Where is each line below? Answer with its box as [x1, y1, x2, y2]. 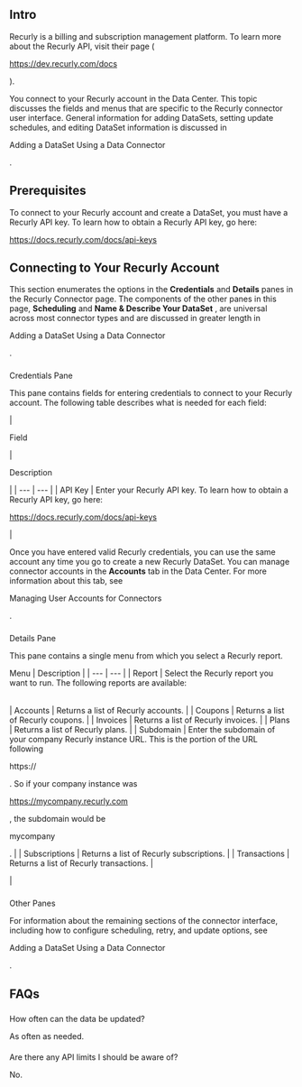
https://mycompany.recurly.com [9, 796, 129, 806]
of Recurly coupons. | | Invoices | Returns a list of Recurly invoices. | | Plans [9, 714, 290, 725]
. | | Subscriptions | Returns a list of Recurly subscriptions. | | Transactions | [9, 848, 290, 860]
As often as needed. [9, 1030, 85, 1041]
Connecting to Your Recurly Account [9, 261, 220, 276]
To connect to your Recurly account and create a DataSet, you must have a [9, 207, 288, 217]
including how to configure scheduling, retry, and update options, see [9, 925, 268, 936]
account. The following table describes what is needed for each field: [9, 397, 268, 409]
